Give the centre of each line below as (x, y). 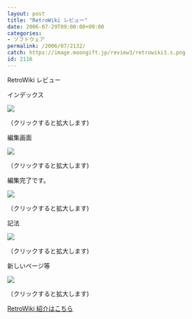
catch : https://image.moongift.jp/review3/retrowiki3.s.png (97, 53)
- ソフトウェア (26, 40)
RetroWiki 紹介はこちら (40, 309)
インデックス (25, 94)
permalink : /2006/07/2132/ (46, 46)
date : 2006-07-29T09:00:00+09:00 (56, 27)
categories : (24, 33)
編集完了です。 (29, 180)
